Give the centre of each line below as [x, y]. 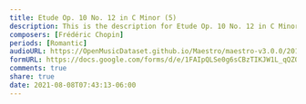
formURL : [26, 60]
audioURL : [28, 52]
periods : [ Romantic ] [49, 43]
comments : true [38, 69]
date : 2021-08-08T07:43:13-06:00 [73, 85]
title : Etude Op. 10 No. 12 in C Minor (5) [93, 18]
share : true [32, 77]
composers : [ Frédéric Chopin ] [67, 34]
